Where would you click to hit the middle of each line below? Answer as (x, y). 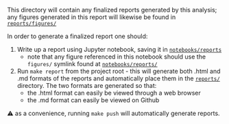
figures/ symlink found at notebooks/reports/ (92, 64)
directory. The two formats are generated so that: (87, 86)
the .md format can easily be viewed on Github (93, 100)
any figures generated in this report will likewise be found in (92, 17)
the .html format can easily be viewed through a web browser (114, 93)
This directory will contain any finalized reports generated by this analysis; (112, 10)
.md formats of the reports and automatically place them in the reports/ (119, 78)
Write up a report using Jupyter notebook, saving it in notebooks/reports (119, 49)
